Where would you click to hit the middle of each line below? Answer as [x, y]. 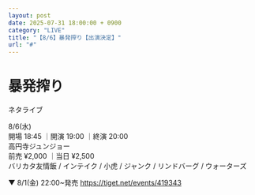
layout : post [30, 15]
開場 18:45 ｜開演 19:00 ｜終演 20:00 [68, 137]
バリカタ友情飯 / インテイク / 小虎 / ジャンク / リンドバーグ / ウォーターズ [127, 166]
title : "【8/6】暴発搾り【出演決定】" [65, 37]
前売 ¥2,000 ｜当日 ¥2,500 [51, 156]
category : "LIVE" [37, 30]
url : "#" [22, 45]
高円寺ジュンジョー [39, 146]
